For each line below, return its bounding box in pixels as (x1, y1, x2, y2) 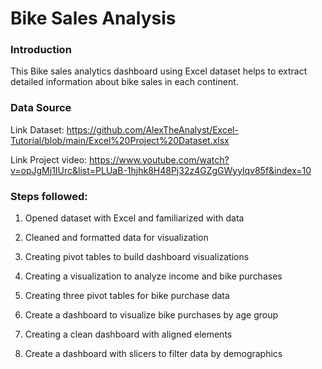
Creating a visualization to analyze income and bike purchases (24, 270, 283, 282)
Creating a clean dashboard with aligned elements (24, 328, 233, 341)
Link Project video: (10, 153, 88, 166)
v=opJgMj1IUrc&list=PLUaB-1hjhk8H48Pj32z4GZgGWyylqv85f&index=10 (10, 164, 312, 176)
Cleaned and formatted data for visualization (24, 232, 209, 244)
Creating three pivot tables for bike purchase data (24, 290, 230, 302)
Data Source (10, 101, 72, 115)
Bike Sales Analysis (10, 7, 177, 30)
